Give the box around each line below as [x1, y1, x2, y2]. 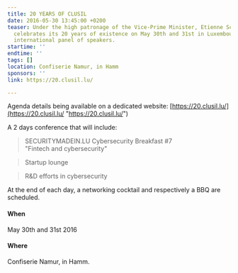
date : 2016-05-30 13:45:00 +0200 [7, 17, 106, 24]
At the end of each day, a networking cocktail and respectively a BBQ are [7, 186, 221, 194]
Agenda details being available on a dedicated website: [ [7, 102, 172, 111]
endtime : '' [7, 50, 42, 57]
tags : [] [7, 57, 33, 64]
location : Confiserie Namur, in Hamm [7, 63, 119, 70]
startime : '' [7, 43, 46, 50]
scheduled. [7, 193, 40, 202]
